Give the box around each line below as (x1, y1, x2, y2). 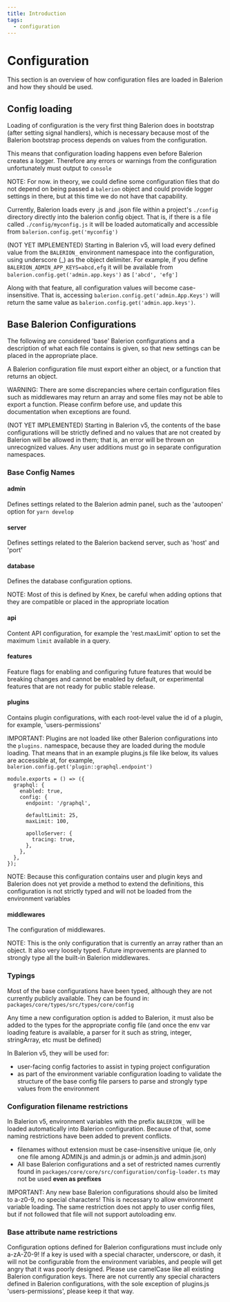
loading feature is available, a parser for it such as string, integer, (7, 1028, 192, 1037)
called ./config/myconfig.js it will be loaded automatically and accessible (7, 220, 219, 229)
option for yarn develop (7, 507, 74, 516)
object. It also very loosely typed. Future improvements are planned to (7, 946, 207, 954)
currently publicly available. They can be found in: (7, 994, 150, 1002)
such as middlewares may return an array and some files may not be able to (7, 393, 223, 401)
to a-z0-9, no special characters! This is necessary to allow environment (7, 1195, 213, 1203)
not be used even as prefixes (17, 1174, 102, 1182)
